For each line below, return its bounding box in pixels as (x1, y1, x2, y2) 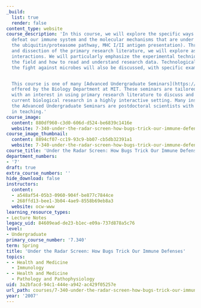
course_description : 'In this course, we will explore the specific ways (6, 31, 194, 37)
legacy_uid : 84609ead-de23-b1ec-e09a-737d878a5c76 (6, 220, 135, 226)
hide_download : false (6, 175, 60, 182)
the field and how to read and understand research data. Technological (11, 59, 197, 65)
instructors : (6, 181, 39, 187)
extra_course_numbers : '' (6, 170, 71, 176)
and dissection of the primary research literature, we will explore (11, 48, 188, 54)
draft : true (6, 165, 36, 171)
